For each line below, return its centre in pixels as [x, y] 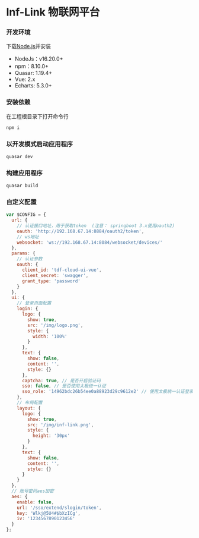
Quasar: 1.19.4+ [33, 73]
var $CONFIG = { [26, 215]
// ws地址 [28, 237]
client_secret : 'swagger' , [55, 275]
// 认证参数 [30, 259]
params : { [23, 253]
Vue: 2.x [25, 79]
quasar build [22, 186]
